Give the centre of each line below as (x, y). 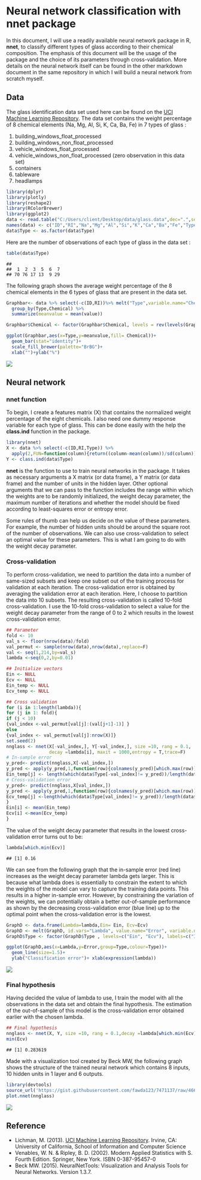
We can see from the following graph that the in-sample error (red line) (94, 870)
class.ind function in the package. (48, 431)
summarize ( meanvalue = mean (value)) (57, 314)
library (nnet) (24, 443)
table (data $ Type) (28, 253)
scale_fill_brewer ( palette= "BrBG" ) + (57, 347)
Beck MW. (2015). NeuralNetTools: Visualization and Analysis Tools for (101, 1166)
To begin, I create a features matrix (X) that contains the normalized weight (99, 412)
